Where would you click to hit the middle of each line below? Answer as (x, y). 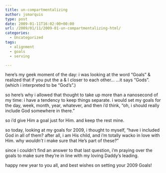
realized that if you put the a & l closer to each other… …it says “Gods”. (78, 80)
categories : (17, 33)
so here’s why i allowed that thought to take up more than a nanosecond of (82, 95)
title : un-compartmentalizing (37, 10)
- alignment (22, 47)
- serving (20, 56)
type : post (16, 19)
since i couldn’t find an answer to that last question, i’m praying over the (79, 151)
